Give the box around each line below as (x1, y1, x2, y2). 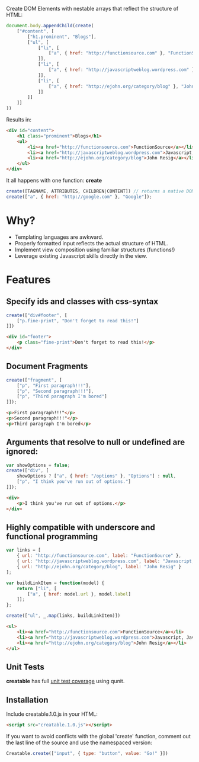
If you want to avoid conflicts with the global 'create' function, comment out (6, 732, 191, 739)
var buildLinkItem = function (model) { (6, 580, 105, 586)
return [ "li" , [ (17, 585, 57, 591)
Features (6, 273, 51, 286)
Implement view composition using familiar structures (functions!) (14, 246, 175, 253)
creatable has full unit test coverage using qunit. (6, 678, 125, 685)
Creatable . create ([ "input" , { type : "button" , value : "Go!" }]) (6, 750, 168, 756)
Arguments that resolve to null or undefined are (6, 437, 185, 447)
